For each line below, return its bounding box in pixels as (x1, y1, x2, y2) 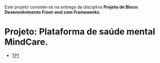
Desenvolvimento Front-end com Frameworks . (4, 9, 101, 15)
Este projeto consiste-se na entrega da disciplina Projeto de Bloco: (4, 4, 139, 10)
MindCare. (4, 36, 48, 47)
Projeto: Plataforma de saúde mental (4, 26, 156, 37)
